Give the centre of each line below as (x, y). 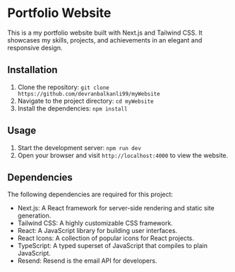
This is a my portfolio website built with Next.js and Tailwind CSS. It (105, 33)
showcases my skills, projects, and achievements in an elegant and (105, 40)
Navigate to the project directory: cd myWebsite (85, 101)
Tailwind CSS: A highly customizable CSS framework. (95, 223)
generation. (34, 216)
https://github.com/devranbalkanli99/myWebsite (89, 93)
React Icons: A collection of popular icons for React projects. (106, 238)
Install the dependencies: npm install (72, 108)
